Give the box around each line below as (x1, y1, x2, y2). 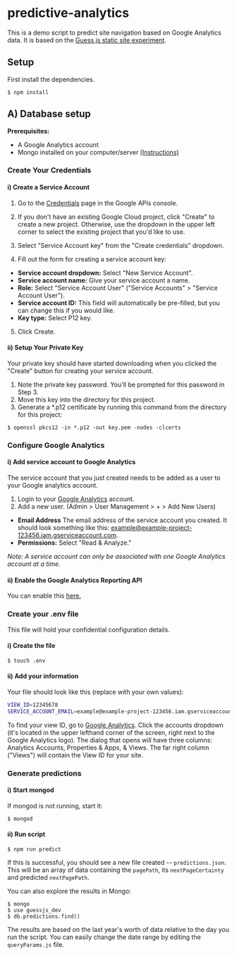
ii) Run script (7, 830, 46, 839)
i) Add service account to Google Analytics (7, 458, 136, 466)
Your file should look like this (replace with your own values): (7, 688, 184, 696)
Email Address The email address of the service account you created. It (17, 516, 227, 524)
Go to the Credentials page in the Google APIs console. (17, 199, 178, 207)
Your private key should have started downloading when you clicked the (7, 359, 217, 367)
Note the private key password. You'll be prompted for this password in (17, 380, 225, 389)
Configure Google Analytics (7, 440, 105, 450)
